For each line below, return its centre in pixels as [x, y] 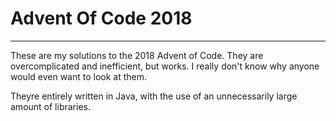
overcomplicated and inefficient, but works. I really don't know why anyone [165, 66]
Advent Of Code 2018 [101, 18]
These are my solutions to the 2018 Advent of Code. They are [137, 55]
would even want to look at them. [79, 76]
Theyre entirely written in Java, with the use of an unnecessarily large [154, 96]
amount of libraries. [50, 106]
